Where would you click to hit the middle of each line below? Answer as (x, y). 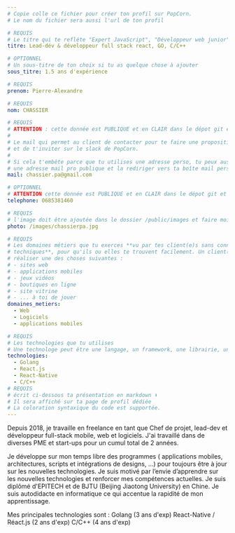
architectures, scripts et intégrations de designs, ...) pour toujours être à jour (117, 464)
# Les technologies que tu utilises (60, 343)
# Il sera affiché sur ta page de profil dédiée (79, 402)
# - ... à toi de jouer (42, 298)
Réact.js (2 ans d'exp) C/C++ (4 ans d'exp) (69, 522)
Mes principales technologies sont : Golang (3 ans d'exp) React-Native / (111, 515)
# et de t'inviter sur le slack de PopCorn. (73, 149)
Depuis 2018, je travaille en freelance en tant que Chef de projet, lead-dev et (117, 428)
